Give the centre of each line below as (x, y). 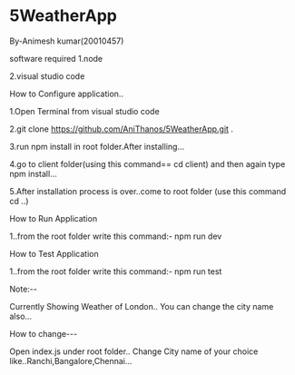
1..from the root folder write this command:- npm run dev (116, 236)
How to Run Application (54, 218)
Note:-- (24, 289)
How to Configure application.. (67, 94)
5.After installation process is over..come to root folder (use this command (148, 191)
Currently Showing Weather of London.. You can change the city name (142, 306)
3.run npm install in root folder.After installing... (97, 146)
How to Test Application (54, 253)
